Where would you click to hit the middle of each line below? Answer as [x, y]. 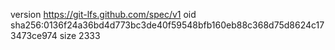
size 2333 [80, 35]
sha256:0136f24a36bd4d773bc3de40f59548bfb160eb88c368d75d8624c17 [167, 25]
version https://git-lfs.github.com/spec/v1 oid [103, 14]
